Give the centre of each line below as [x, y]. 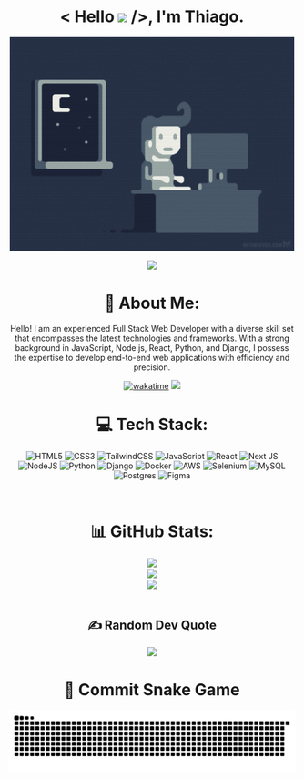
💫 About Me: [152, 303]
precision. [152, 367]
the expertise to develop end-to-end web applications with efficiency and [152, 357]
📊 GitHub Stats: [152, 531]
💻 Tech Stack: [152, 425]
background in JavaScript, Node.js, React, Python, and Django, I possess [152, 347]
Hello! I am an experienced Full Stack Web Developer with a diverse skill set [152, 328]
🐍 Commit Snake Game [152, 689]
